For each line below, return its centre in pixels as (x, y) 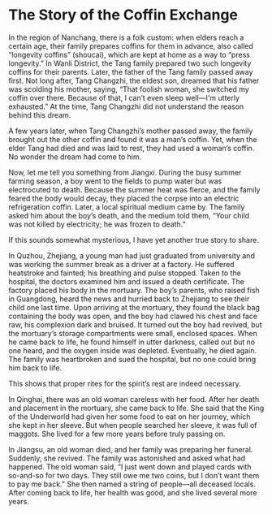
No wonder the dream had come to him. (75, 157)
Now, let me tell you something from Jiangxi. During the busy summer (125, 172)
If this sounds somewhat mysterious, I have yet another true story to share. (134, 240)
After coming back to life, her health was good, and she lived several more (133, 492)
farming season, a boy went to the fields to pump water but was (115, 181)
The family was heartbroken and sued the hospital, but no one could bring (132, 359)
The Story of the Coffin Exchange (123, 15)
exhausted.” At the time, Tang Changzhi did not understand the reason (126, 106)
